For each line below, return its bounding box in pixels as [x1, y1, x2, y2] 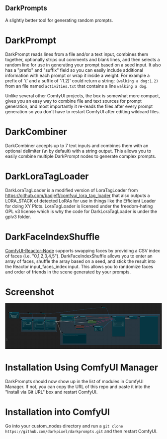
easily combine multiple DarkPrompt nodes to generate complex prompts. [5, 153, 157, 159]
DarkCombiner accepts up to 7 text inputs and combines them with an [5, 142, 149, 149]
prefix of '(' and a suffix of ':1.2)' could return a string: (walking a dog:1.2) [5, 77, 159, 84]
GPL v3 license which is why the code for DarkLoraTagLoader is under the [5, 208, 158, 214]
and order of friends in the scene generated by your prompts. [5, 269, 131, 275]
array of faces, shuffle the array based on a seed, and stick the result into [5, 258, 156, 264]
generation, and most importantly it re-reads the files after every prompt [5, 103, 153, 109]
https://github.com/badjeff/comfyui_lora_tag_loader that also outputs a [5, 192, 150, 199]
